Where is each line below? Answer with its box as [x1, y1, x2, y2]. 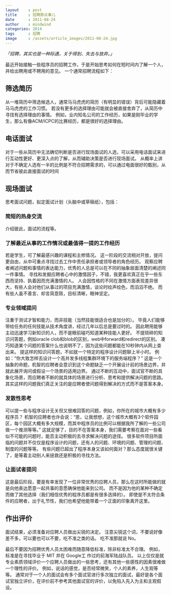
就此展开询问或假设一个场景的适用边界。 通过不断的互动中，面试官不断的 [5, 368, 158, 374]
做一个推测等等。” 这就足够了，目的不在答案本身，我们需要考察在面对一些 [5, 426, 158, 433]
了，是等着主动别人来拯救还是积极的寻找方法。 [5, 452, 103, 458]
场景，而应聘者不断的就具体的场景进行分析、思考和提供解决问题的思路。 [14, 374, 166, 380]
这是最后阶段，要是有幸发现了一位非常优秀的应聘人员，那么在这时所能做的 [5, 479, 161, 485]
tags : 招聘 [5, 31, 41, 36]
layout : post [5, 7, 42, 13]
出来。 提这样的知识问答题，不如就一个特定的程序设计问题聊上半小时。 [5, 349, 154, 355]
